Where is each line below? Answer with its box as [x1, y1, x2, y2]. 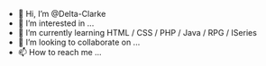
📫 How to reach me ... [17, 47, 102, 57]
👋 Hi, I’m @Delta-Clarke [17, 9, 106, 19]
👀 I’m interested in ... [17, 18, 95, 29]
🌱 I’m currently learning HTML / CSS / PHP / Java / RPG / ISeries [17, 28, 257, 37]
